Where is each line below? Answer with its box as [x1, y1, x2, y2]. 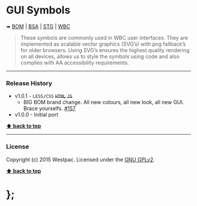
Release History [6, 79, 53, 87]
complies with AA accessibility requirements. [20, 59, 130, 66]
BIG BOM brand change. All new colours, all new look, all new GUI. [23, 99, 184, 106]
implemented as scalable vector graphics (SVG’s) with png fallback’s [20, 40, 186, 47]
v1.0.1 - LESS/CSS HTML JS [14, 92, 73, 99]
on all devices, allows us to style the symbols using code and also [20, 53, 180, 60]
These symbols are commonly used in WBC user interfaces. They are [20, 34, 189, 41]
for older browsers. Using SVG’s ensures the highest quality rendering [20, 46, 190, 53]
